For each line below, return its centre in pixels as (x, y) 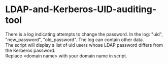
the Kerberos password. (30, 50)
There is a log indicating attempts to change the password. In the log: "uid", (84, 34)
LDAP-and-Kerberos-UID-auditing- (81, 9)
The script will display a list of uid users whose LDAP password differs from (84, 45)
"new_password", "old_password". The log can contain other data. (75, 40)
